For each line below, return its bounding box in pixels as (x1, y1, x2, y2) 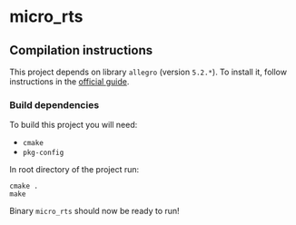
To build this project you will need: (9, 120, 138, 131)
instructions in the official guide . (9, 76, 130, 87)
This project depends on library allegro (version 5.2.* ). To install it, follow (9, 66, 288, 77)
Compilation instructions (9, 43, 153, 58)
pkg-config (22, 148, 64, 158)
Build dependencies (9, 98, 100, 111)
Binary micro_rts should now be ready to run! (9, 206, 180, 217)
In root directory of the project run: (9, 164, 140, 175)
